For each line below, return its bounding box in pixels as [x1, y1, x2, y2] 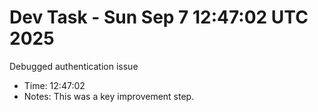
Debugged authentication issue [9, 60, 139, 72]
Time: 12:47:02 [23, 79, 86, 91]
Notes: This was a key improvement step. [23, 90, 195, 102]
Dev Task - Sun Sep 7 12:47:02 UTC [9, 6, 309, 29]
